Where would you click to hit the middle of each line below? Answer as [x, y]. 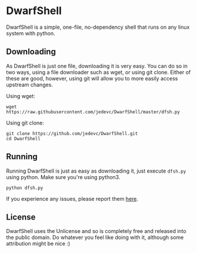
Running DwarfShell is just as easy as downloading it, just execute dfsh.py [96, 171]
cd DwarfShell [24, 139]
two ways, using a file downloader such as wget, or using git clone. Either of [98, 72]
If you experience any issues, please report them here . [72, 198]
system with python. [31, 33]
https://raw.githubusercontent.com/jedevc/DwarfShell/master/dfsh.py [93, 112]
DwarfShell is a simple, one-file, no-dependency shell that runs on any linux [98, 27]
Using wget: [21, 96]
